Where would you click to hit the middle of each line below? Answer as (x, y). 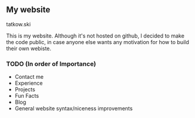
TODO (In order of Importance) (51, 64)
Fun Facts (27, 96)
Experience (29, 83)
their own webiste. (29, 48)
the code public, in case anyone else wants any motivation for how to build (97, 42)
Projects (25, 89)
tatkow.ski (18, 24)
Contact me (29, 77)
